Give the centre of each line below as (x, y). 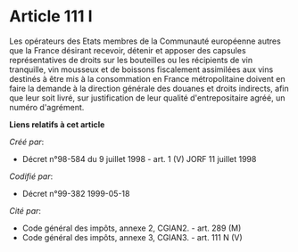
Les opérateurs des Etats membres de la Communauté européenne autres (145, 41)
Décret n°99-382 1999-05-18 (76, 193)
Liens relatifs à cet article (57, 124)
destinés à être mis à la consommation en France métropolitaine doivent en (147, 78)
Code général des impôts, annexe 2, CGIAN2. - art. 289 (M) (132, 228)
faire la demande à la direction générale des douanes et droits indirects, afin (149, 88)
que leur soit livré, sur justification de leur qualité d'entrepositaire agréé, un (147, 98)
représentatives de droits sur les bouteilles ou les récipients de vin (131, 60)
